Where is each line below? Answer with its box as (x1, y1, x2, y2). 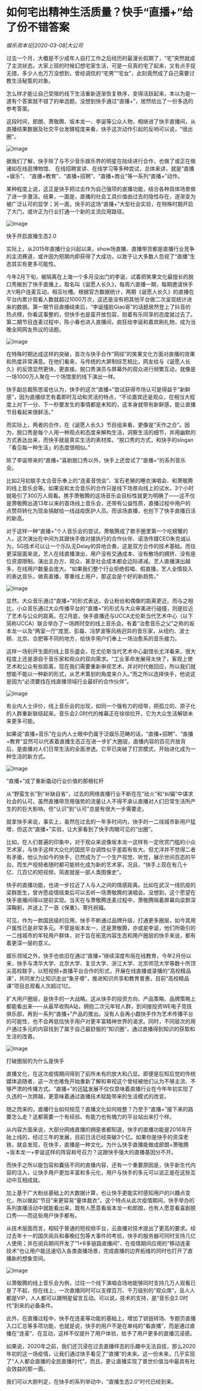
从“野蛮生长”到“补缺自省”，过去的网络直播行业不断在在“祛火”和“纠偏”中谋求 (6, 790, 194, 797)
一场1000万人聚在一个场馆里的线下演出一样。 (6, 373, 119, 380)
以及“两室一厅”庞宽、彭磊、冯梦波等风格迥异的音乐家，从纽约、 (22, 627, 180, 634)
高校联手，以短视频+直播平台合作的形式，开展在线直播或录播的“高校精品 (11, 967, 191, 974)
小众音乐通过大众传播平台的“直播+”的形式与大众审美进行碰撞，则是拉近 (16, 604, 194, 612)
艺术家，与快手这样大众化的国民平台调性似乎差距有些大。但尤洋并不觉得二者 (6, 845, 196, 853)
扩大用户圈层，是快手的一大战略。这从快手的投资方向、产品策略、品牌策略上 (6, 995, 196, 1002)
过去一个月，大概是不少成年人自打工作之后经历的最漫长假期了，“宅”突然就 (6, 54, 191, 62)
